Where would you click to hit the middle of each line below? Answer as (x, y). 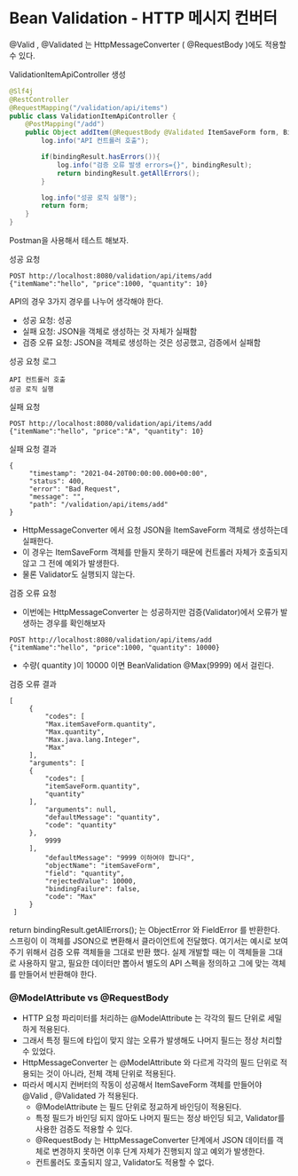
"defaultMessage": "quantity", (103, 817)
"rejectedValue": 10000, (91, 881)
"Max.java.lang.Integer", (93, 740)
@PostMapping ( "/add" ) (65, 124)
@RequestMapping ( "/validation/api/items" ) (89, 107)
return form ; (65, 206)
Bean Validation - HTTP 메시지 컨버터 (143, 18)
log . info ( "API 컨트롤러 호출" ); (95, 141)
